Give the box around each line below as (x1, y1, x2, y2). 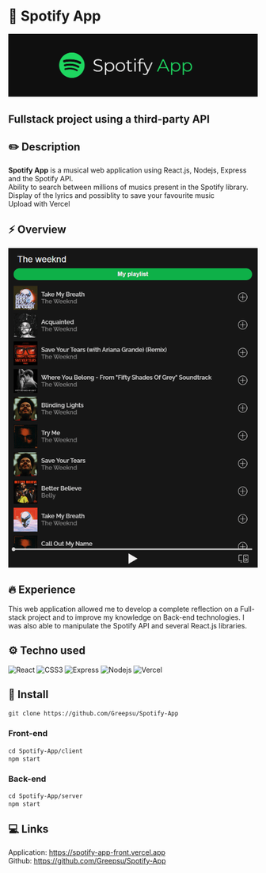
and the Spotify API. (8, 173, 74, 183)
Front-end (8, 728, 48, 739)
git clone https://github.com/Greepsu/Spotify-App (8, 710, 179, 718)
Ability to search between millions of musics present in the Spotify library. (8, 182, 249, 192)
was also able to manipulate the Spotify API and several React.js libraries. (8, 621, 248, 630)
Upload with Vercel (8, 199, 70, 208)
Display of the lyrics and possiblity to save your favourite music (8, 190, 215, 200)
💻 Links (8, 822, 49, 836)
